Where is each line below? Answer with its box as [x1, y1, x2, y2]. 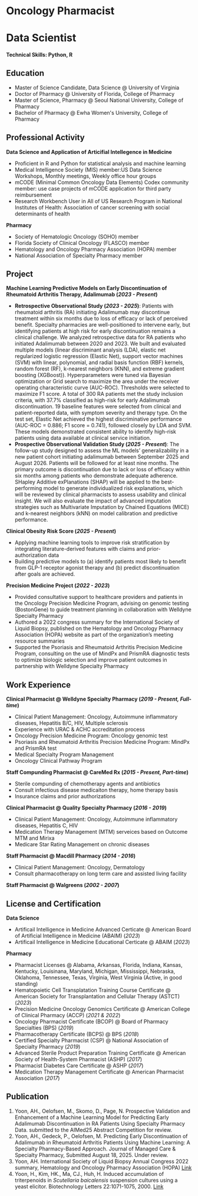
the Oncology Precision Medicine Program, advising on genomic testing [14, 599, 189, 607]
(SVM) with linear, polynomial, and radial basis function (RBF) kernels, [14, 359, 184, 366]
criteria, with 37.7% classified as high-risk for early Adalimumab [14, 396, 170, 404]
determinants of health [14, 210, 70, 217]
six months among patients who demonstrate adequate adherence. [14, 472, 178, 479]
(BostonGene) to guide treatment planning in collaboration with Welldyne [14, 606, 192, 613]
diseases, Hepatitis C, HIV [14, 822, 78, 829]
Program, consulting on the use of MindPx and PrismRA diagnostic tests [14, 650, 190, 657]
